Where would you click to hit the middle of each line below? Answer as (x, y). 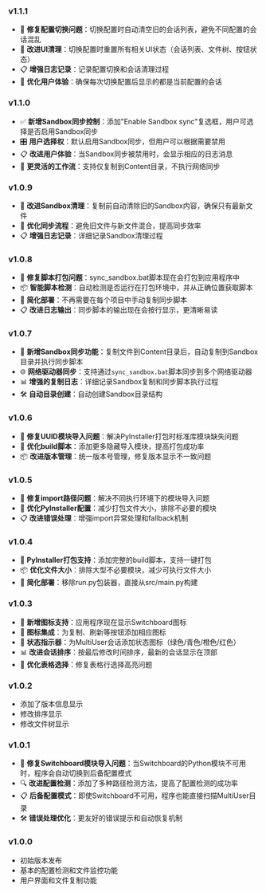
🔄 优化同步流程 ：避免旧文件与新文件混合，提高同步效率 (110, 226)
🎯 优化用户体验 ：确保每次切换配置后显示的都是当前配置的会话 (121, 82)
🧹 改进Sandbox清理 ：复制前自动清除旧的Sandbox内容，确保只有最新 (133, 206)
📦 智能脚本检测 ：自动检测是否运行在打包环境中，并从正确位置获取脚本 (136, 288)
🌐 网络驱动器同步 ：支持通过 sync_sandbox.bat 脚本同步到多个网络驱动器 (136, 371)
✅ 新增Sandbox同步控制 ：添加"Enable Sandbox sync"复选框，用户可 (133, 121)
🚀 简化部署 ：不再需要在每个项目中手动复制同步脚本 (103, 300)
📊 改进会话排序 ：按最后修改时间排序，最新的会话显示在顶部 (118, 652)
